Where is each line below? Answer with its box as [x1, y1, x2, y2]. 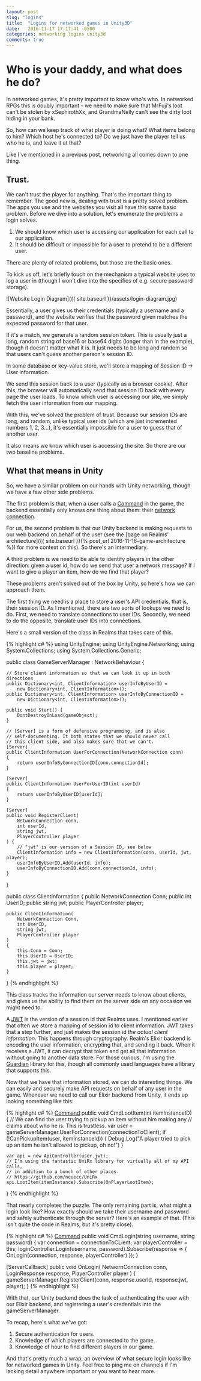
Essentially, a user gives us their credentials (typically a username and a [6, 307, 184, 314]
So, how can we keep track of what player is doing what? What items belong [6, 126, 195, 133]
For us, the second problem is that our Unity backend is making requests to [6, 524, 193, 531]
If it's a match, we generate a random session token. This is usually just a [6, 331, 187, 338]
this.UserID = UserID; [17, 953, 74, 959]
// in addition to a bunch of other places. [6, 1168, 119, 1175]
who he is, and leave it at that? [6, 139, 82, 146]
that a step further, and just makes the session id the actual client [6, 1028, 168, 1035]
